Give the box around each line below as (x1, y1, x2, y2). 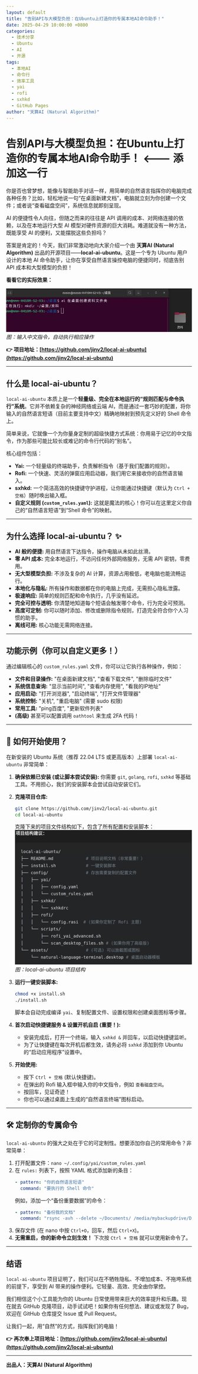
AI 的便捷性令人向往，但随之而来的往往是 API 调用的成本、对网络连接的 (6, 214, 179, 221)
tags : (6, 59, 19, 65)
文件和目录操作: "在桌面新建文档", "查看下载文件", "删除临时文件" (14, 675, 172, 682)
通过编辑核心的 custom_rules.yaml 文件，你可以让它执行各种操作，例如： (6, 663, 183, 670)
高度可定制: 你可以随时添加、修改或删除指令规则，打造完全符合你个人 (14, 607, 184, 614)
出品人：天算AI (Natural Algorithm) (6, 1362, 93, 1369)
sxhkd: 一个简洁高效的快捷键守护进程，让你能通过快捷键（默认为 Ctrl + (14, 485, 190, 492)
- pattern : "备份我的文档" (14, 1209, 76, 1215)
